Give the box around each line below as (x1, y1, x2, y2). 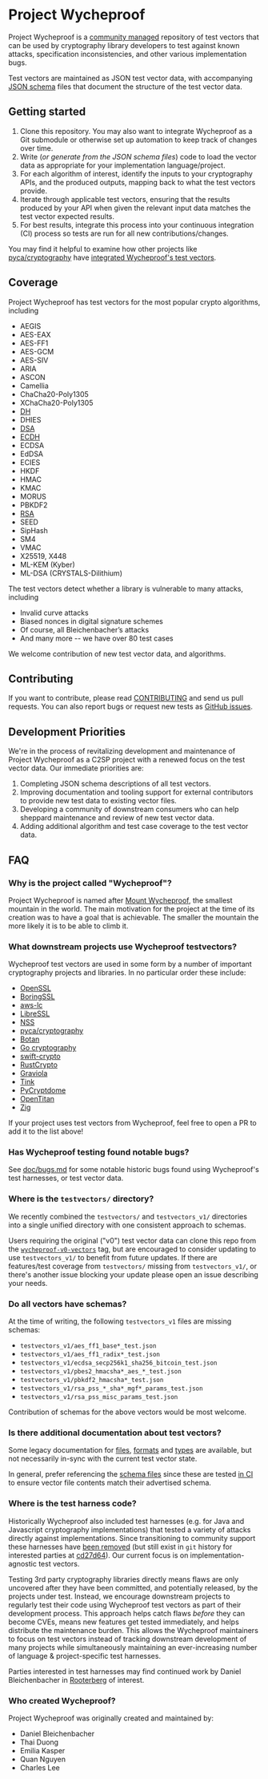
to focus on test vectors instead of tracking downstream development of (8, 1634, 247, 1644)
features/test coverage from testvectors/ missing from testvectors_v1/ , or (8, 1261, 258, 1271)
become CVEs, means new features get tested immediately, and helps (8, 1617, 240, 1627)
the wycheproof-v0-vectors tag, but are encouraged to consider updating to (8, 1244, 257, 1254)
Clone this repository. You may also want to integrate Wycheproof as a (19, 126, 253, 135)
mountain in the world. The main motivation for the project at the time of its (8, 904, 255, 913)
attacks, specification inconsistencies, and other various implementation (8, 49, 247, 59)
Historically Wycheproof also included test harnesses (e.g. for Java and (8, 1516, 245, 1526)
